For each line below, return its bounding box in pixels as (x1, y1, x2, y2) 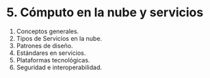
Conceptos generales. (16, 27, 79, 35)
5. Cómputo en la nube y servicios (6, 5, 204, 20)
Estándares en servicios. (16, 49, 86, 57)
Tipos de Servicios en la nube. (16, 34, 103, 42)
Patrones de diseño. (16, 41, 73, 50)
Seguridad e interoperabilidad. (16, 63, 102, 71)
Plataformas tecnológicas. (16, 56, 90, 64)
